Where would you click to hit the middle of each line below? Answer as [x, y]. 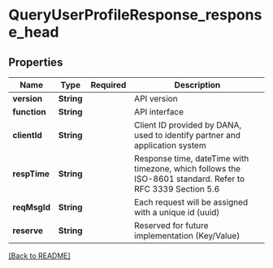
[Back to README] [39, 256]
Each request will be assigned [191, 202]
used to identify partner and [187, 135]
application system [170, 145]
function [29, 112]
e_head [34, 32]
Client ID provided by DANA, [188, 125]
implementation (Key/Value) [187, 236]
